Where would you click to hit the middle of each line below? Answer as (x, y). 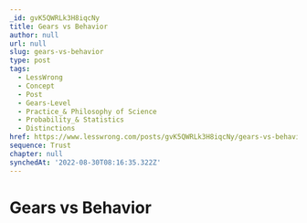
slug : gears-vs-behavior (57, 52)
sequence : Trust (40, 145)
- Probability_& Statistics (71, 120)
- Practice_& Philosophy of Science (87, 111)
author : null (34, 35)
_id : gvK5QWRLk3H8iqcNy (55, 18)
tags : (20, 69)
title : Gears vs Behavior (58, 27)
